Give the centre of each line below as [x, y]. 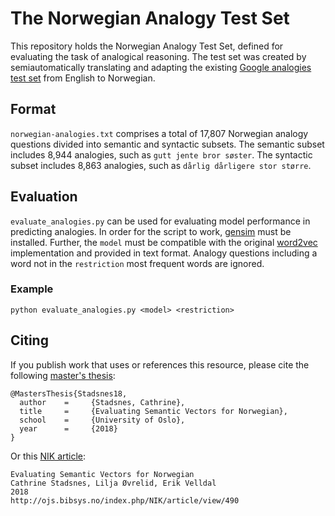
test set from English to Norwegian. [83, 78]
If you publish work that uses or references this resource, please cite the [160, 364]
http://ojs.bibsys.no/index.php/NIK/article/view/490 [125, 500]
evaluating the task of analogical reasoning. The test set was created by [158, 56]
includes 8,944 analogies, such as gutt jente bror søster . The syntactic [161, 154]
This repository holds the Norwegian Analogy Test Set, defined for [147, 46]
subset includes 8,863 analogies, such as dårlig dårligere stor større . [161, 165]
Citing [29, 340]
